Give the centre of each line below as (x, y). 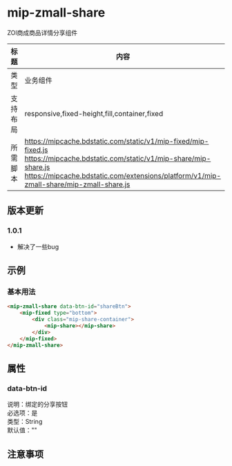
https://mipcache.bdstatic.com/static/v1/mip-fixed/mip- (117, 141)
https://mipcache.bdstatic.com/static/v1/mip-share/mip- (118, 158)
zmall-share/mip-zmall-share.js (77, 184)
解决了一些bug (38, 246)
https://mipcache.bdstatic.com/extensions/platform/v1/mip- (123, 175)
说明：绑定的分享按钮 (37, 405)
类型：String (25, 422)
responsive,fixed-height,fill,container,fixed (94, 113)
